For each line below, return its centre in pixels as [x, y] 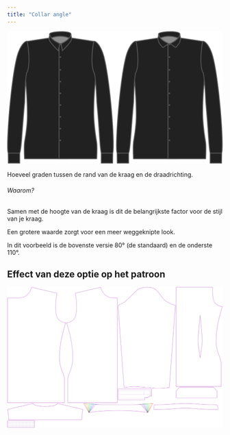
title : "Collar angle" [39, 14]
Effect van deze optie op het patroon [86, 274]
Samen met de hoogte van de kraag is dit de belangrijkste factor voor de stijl [115, 212]
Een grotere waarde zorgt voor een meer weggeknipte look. [91, 232]
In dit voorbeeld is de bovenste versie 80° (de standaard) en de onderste [110, 245]
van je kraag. [25, 219]
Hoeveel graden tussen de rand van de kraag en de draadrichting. [100, 175]
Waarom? [21, 190]
